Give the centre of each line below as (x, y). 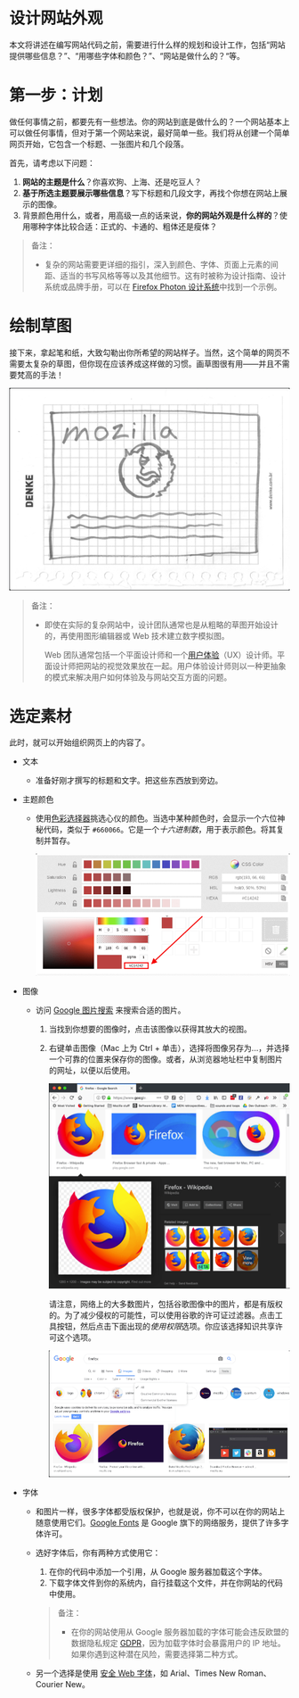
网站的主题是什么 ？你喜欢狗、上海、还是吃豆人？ (112, 182)
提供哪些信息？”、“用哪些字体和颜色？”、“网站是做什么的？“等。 (127, 55)
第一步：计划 (57, 95)
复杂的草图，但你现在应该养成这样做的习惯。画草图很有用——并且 (153, 363)
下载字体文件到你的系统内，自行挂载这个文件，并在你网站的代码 (166, 1582)
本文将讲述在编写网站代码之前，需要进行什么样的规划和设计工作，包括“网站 (148, 45)
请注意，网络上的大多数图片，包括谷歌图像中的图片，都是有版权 (166, 1305)
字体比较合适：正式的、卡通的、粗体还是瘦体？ (132, 226)
